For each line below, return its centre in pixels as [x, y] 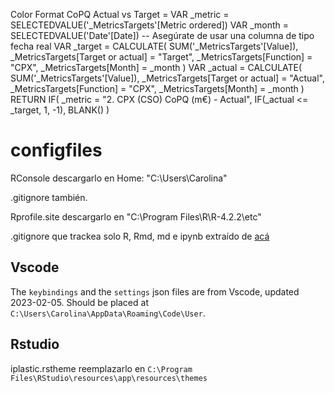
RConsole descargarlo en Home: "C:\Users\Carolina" [119, 178]
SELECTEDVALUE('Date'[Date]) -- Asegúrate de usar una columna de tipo [162, 35]
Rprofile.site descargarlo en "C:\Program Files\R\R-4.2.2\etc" [136, 216]
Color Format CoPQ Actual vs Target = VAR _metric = [120, 14]
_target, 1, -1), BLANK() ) [60, 110]
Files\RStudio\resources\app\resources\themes [109, 378]
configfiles [56, 150]
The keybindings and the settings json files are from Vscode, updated [155, 291]
